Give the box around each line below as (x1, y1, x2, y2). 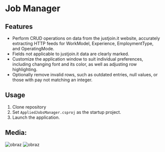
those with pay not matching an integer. (12, 77, 93, 83)
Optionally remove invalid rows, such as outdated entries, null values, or (12, 72, 158, 77)
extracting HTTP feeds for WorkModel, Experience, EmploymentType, (12, 41, 154, 46)
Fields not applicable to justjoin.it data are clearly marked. (12, 51, 129, 57)
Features (5, 22, 33, 31)
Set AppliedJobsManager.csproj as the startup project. (12, 109, 121, 115)
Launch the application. (12, 114, 60, 120)
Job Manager (5, 3, 60, 14)
